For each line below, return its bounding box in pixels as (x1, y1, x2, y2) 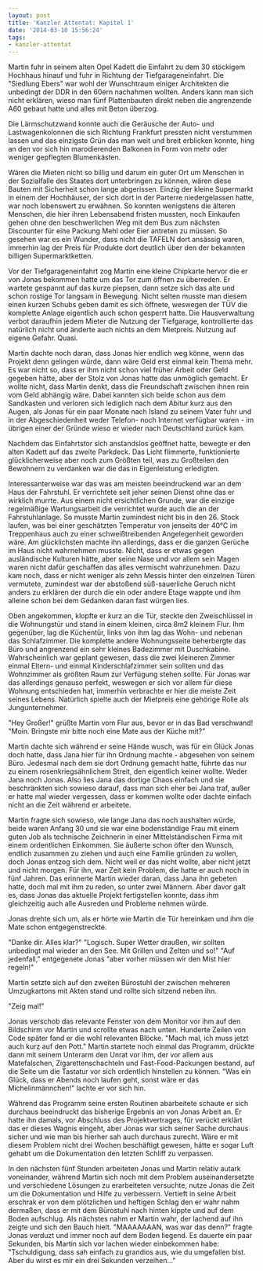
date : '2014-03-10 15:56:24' (8, 26, 103, 34)
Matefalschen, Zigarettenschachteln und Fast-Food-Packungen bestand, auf (8, 1058, 255, 1068)
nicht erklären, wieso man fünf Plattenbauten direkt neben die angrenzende (8, 96, 252, 105)
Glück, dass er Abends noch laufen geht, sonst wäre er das (8, 1075, 200, 1085)
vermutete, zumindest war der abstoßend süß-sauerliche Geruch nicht (8, 579, 236, 589)
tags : (8, 33, 26, 42)
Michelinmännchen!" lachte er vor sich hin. (8, 1083, 146, 1093)
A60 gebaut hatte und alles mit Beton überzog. (8, 104, 159, 114)
